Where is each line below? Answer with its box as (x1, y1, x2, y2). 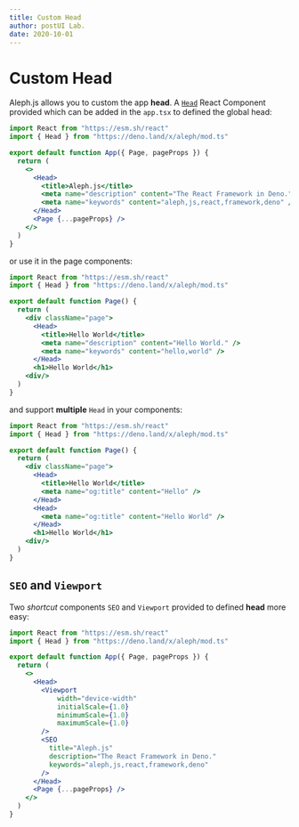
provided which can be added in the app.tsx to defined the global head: (9, 107, 273, 118)
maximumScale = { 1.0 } (56, 718, 129, 728)
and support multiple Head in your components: (9, 404, 183, 415)
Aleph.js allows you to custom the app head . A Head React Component (9, 97, 266, 108)
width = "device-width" (56, 693, 138, 703)
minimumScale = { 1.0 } (56, 710, 129, 719)
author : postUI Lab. (9, 21, 86, 30)
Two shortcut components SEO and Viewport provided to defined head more (9, 602, 287, 612)
